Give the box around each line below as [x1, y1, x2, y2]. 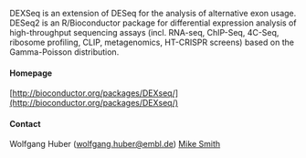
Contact [9, 118, 41, 129]
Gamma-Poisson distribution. [9, 47, 120, 58]
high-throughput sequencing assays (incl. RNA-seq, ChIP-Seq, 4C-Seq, [9, 27, 280, 37]
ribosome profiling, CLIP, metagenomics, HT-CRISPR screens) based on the [9, 37, 295, 47]
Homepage [9, 68, 53, 79]
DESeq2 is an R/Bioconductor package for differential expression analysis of [9, 17, 297, 28]
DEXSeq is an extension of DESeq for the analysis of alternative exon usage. [9, 8, 297, 18]
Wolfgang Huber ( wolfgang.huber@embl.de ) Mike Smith [9, 139, 221, 150]
